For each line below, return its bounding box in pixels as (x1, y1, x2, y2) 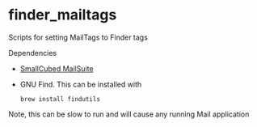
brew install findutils (19, 95, 101, 103)
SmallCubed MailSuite (19, 63, 94, 74)
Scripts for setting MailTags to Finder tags (8, 32, 148, 42)
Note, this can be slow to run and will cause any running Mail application (8, 109, 250, 119)
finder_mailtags (8, 6, 117, 24)
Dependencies (8, 48, 57, 57)
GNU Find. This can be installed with (19, 79, 142, 89)
